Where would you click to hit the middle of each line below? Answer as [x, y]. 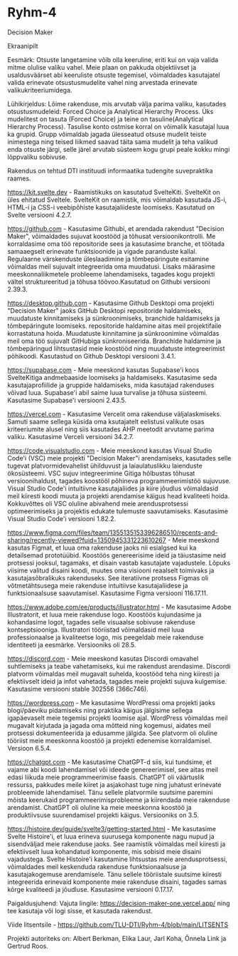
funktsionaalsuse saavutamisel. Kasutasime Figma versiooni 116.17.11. [108, 593]
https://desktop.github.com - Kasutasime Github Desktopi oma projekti [111, 303]
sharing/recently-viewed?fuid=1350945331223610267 [87, 540]
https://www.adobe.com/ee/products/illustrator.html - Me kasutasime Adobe [119, 607]
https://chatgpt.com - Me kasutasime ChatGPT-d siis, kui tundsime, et [110, 762]
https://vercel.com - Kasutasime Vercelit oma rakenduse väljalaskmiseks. [114, 413]
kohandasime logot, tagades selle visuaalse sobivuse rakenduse [101, 622]
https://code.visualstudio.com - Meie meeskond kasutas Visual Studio [110, 451]
